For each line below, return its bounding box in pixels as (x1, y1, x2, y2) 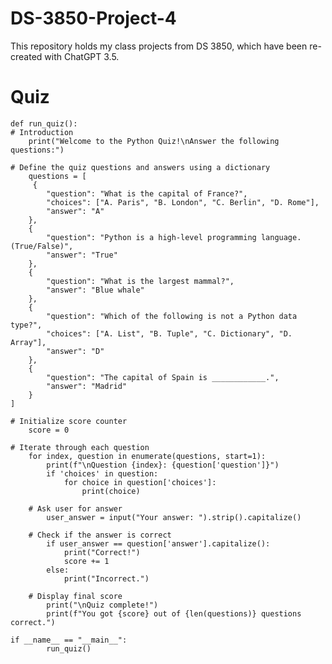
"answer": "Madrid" (46, 381, 128, 391)
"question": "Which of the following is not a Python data (46, 311, 298, 321)
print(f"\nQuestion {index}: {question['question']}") (46, 460, 280, 470)
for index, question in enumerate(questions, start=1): (28, 451, 267, 461)
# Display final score (28, 591, 123, 601)
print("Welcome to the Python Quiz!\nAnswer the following (28, 136, 280, 146)
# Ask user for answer (28, 503, 123, 514)
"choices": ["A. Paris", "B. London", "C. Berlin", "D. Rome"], (46, 197, 320, 207)
